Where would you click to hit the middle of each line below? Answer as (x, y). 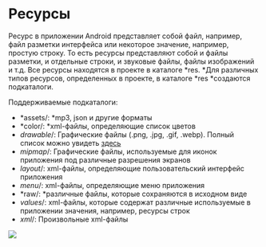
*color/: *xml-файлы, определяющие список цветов (107, 126)
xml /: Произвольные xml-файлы (74, 219)
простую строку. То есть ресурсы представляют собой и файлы (118, 53)
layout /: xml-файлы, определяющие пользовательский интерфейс (132, 168)
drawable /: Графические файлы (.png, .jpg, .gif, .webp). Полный (127, 134)
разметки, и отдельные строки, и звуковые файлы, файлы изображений (131, 61)
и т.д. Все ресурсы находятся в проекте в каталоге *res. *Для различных (133, 69)
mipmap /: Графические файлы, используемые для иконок (118, 151)
